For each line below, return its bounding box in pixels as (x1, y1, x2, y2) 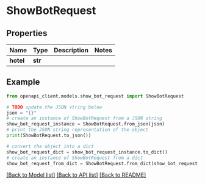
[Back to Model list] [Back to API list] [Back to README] (6, 171, 146, 179)
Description (54, 46, 88, 54)
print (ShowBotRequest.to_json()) (6, 132, 92, 139)
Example (6, 77, 40, 87)
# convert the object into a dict (6, 143, 95, 149)
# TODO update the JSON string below (6, 104, 103, 110)
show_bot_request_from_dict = (6, 160, 84, 166)
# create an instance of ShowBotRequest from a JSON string (6, 115, 163, 122)
